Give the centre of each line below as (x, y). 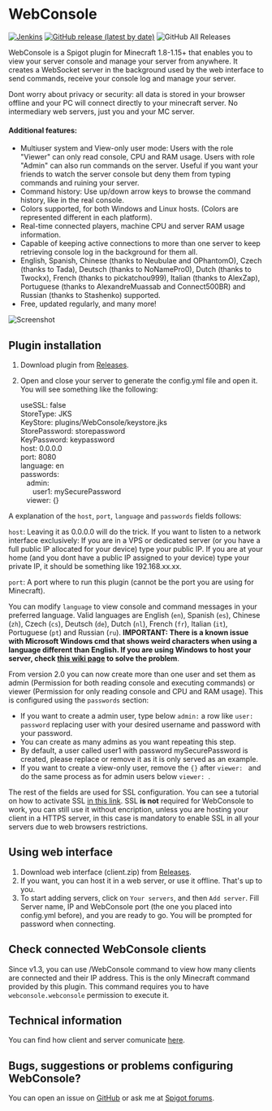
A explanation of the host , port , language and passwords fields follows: (125, 516)
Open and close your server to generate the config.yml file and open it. (139, 380)
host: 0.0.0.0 (41, 448)
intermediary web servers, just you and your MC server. (101, 112)
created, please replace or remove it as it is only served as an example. (139, 759)
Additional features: (43, 130)
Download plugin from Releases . (74, 365)
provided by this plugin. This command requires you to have (109, 986)
